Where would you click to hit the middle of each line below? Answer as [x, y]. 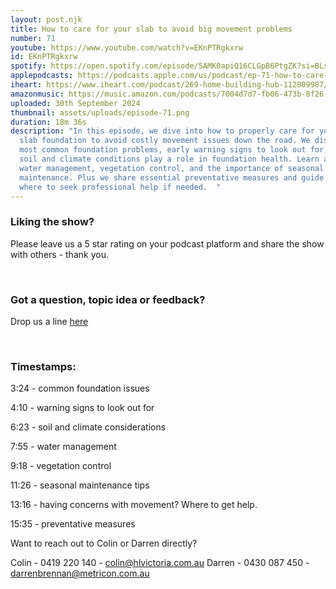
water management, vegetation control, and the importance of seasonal [172, 168]
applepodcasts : [42, 76]
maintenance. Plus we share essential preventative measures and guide [172, 177]
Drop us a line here [49, 321]
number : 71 [33, 38]
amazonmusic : [37, 94]
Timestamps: [43, 366]
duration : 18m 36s [48, 122]
